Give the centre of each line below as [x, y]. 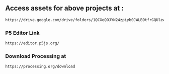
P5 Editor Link [23, 33]
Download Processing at [36, 56]
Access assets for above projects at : [65, 8]
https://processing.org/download [40, 67]
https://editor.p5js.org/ [32, 43]
